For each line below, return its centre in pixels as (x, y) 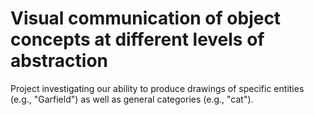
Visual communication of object (146, 18)
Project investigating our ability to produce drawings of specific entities (157, 88)
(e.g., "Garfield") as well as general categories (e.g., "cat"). (132, 99)
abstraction (59, 61)
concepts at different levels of (137, 39)
